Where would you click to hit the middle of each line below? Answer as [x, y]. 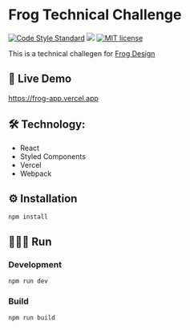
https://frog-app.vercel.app [53, 98]
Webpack [36, 173]
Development [35, 264]
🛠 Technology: [47, 125]
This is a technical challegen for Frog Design [82, 53]
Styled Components [53, 156]
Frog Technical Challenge [95, 15]
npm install [28, 217]
